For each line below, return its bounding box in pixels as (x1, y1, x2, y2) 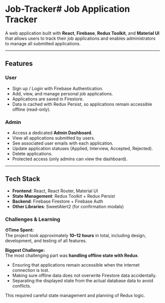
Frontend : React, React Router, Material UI (12, 188, 98, 194)
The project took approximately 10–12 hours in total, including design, (5, 233, 146, 239)
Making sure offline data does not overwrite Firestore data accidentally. (12, 273, 157, 278)
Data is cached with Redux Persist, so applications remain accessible (12, 101, 152, 107)
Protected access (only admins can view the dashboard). (12, 156, 128, 162)
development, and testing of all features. (5, 238, 87, 244)
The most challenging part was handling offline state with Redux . (5, 252, 139, 259)
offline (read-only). (12, 106, 51, 112)
